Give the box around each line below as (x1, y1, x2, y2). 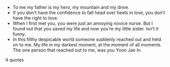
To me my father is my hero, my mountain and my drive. (12, 5, 129, 10)
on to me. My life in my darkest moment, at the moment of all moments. (12, 42, 162, 47)
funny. (12, 31, 26, 37)
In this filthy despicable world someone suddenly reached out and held (12, 36, 161, 42)
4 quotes (5, 57, 24, 62)
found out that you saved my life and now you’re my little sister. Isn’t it (12, 26, 159, 32)
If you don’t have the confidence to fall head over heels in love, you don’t (12, 10, 165, 16)
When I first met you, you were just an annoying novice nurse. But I (12, 20, 153, 26)
